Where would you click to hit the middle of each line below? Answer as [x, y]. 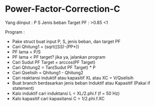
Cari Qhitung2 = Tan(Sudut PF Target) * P [54, 67]
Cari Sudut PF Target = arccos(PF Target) [54, 62]
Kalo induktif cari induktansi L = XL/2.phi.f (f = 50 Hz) [66, 93]
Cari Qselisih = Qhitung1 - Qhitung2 [48, 72]
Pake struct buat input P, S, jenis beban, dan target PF [66, 41]
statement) [23, 88]
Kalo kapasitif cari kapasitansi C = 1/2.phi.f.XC [58, 98]
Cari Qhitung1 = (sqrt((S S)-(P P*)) [46, 46]
